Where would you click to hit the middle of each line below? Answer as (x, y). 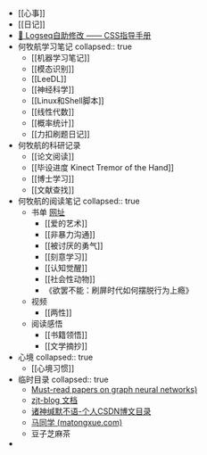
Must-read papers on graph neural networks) (114, 389)
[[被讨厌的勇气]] (74, 245)
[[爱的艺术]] (66, 223)
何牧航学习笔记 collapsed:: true (75, 46)
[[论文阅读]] (53, 156)
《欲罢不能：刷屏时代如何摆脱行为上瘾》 (119, 290)
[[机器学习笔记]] (61, 58)
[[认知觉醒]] (66, 268)
